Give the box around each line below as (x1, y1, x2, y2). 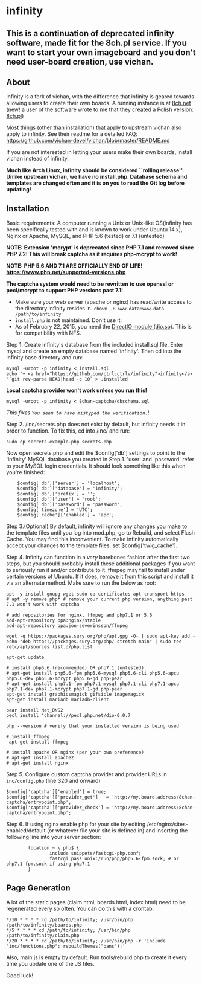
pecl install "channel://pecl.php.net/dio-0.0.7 (6, 713, 131, 719)
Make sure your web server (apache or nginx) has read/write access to (14, 298, 192, 306)
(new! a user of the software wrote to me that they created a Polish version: (6, 106, 194, 113)
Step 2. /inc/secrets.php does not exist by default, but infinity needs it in (6, 421, 186, 428)
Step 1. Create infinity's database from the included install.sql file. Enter (6, 341, 184, 349)
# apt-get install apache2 (6, 755, 74, 761)
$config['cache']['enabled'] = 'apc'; (17, 512, 115, 518)
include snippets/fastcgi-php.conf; (49, 851, 142, 857)
